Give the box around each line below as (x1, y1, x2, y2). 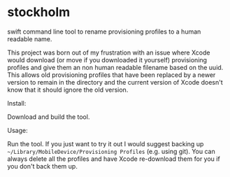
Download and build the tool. (7, 113, 90, 121)
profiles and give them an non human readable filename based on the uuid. (7, 63, 224, 71)
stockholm (7, 4, 71, 20)
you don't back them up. (7, 162, 78, 170)
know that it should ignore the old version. (7, 85, 129, 94)
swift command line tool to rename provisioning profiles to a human (7, 27, 201, 36)
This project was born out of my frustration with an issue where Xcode (7, 48, 210, 57)
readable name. (7, 34, 52, 43)
